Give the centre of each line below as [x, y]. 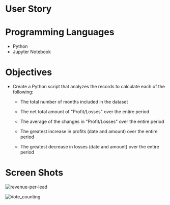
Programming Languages [60, 32]
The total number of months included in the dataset [74, 102]
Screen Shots [34, 173]
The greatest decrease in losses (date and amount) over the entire [90, 147]
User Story [29, 9]
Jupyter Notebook [32, 52]
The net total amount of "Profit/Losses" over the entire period [85, 112]
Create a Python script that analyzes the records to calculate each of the [89, 87]
